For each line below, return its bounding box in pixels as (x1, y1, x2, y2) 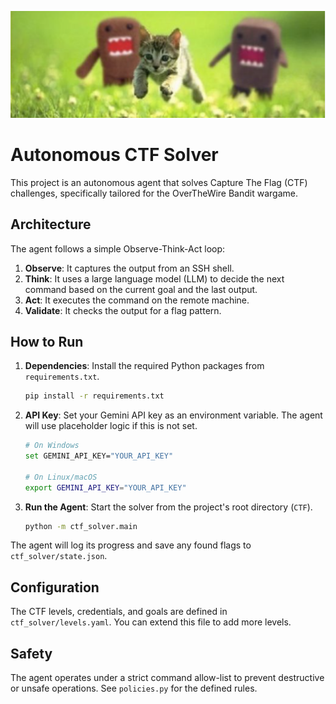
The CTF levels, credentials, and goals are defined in (10, 606, 228, 618)
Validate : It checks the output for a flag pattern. (24, 304, 222, 316)
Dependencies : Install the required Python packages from (24, 360, 265, 372)
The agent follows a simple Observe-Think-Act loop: (10, 242, 226, 255)
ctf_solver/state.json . (10, 550, 108, 562)
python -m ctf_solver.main (24, 521, 138, 531)
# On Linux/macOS (24, 472, 98, 482)
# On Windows (24, 441, 80, 451)
